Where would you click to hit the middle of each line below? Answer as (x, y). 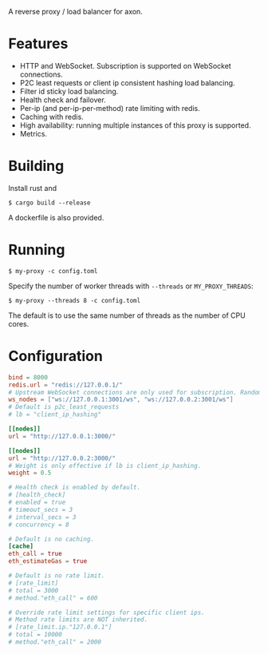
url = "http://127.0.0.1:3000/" (62, 436)
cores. (19, 323)
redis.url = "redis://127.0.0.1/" (66, 385)
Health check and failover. (63, 100)
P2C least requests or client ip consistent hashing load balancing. (127, 82)
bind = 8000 (28, 377)
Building (36, 166)
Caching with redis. (51, 117)
